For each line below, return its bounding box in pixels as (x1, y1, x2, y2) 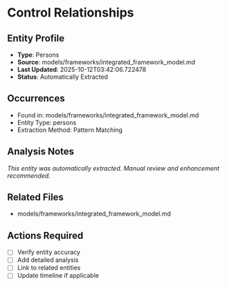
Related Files (7, 191, 64, 203)
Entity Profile (7, 32, 64, 44)
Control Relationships (7, 5, 134, 21)
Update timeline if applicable (17, 271, 99, 280)
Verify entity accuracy (17, 248, 81, 256)
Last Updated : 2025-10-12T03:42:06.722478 (17, 66, 147, 73)
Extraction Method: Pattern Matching (17, 126, 123, 134)
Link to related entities (17, 264, 81, 272)
